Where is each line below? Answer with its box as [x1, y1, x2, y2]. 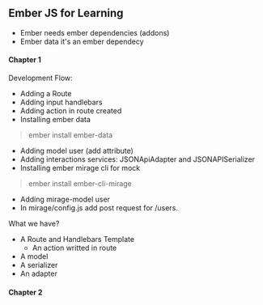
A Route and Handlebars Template [19, 235, 135, 244]
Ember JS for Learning [8, 6, 124, 20]
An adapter [19, 269, 58, 278]
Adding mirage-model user [19, 194, 111, 205]
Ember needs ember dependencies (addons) [19, 28, 170, 37]
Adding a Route [19, 89, 72, 99]
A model [19, 252, 49, 261]
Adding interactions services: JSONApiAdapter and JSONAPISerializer [19, 155, 256, 164]
